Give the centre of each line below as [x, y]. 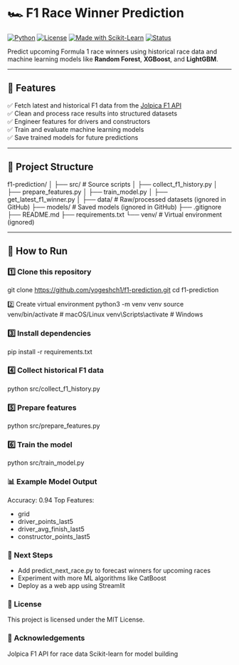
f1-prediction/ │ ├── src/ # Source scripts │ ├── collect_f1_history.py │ [113, 184]
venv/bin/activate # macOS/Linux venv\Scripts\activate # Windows [105, 314]
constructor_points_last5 [54, 536]
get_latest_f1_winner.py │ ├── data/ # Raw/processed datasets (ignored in [117, 199]
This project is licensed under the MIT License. [76, 619]
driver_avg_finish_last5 [51, 529]
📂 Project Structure [51, 167]
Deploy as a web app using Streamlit [71, 586]
